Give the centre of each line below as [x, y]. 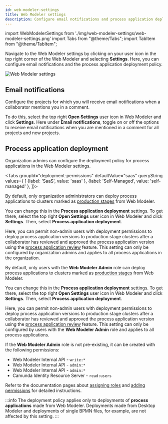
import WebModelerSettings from [39, 34]
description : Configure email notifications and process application [79, 19]
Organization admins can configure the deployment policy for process [77, 160]
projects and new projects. [32, 133]
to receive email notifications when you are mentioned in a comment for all [82, 128]
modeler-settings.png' [28, 39]
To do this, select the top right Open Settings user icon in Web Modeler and [83, 117]
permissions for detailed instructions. [43, 390]
